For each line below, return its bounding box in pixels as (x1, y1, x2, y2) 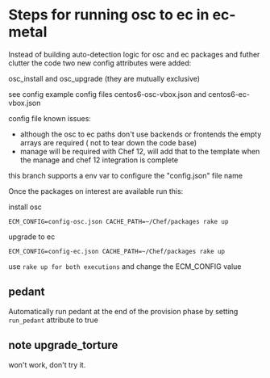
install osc (8, 202, 43, 212)
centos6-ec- (208, 89, 250, 99)
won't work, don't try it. (8, 359, 86, 369)
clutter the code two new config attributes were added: (8, 58, 192, 68)
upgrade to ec (8, 232, 56, 241)
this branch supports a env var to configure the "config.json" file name (8, 170, 243, 180)
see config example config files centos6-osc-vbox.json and (8, 89, 207, 99)
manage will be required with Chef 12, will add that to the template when (19, 146, 260, 156)
